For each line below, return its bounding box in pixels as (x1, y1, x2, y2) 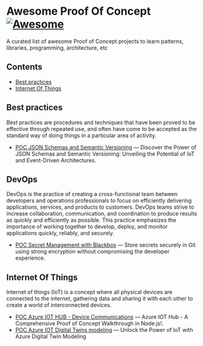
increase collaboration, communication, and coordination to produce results (6, 210, 197, 217)
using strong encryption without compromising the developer (15, 248, 170, 255)
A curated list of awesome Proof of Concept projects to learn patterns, (6, 37, 184, 45)
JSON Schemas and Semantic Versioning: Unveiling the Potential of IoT (15, 150, 195, 157)
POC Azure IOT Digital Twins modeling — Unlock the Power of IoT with (15, 326, 194, 334)
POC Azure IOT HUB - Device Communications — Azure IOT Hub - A (15, 314, 188, 321)
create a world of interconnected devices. (6, 301, 112, 309)
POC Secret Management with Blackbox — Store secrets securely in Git (15, 241, 196, 249)
